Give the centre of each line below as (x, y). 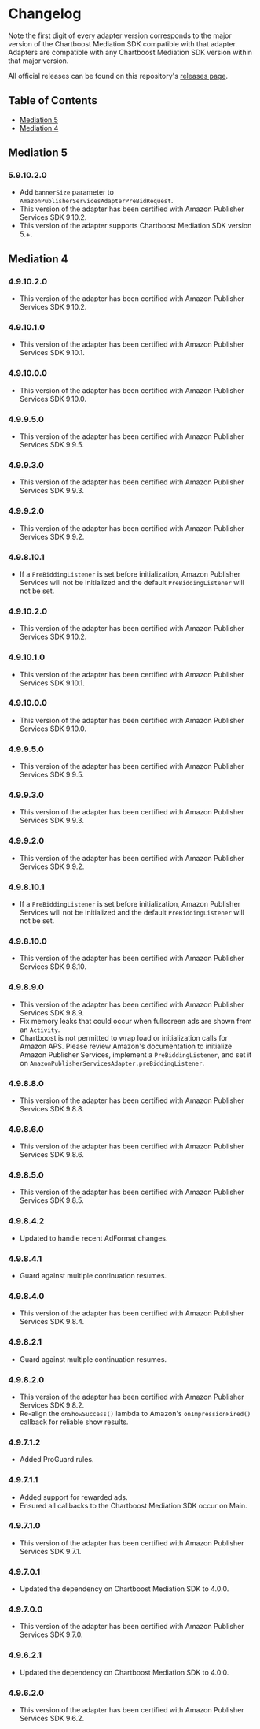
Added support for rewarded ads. (73, 1497)
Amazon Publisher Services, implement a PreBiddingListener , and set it (135, 1054)
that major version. (38, 61)
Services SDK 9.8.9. (52, 1012)
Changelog (45, 14)
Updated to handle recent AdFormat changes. (93, 1238)
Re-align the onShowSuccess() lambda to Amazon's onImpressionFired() (135, 1413)
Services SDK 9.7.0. (51, 1634)
